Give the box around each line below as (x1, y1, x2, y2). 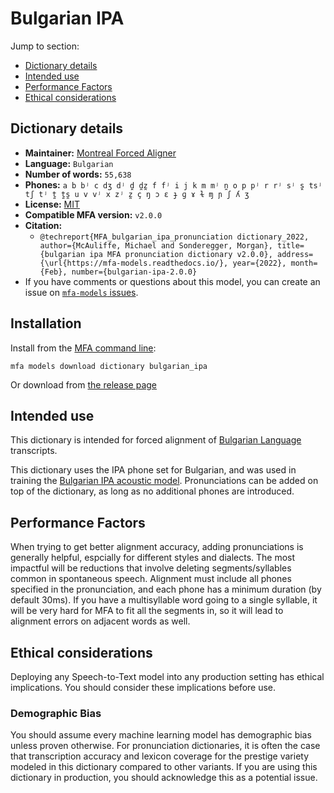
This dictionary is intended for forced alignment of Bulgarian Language (10, 434, 302, 446)
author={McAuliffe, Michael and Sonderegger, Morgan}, (39, 240, 273, 251)
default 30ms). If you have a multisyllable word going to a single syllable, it (10, 594, 318, 606)
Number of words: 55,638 (24, 168, 132, 180)
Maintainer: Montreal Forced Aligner (24, 147, 177, 159)
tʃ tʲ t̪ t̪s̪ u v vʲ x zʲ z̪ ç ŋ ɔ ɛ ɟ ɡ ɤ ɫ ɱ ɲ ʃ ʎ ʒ (24, 189, 250, 199)
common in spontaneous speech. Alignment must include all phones (10, 573, 292, 585)
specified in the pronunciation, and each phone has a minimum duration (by (10, 583, 322, 596)
